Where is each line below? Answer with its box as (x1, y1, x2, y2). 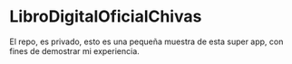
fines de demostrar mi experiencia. (9, 45, 141, 56)
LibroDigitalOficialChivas (9, 6, 202, 27)
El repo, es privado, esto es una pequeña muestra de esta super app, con (9, 36, 284, 47)
